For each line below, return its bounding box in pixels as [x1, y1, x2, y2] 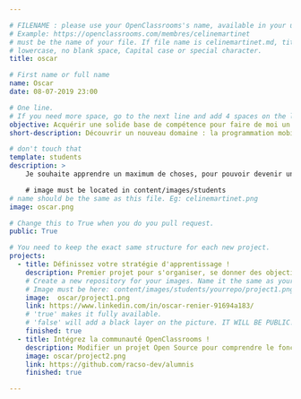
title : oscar [9, 55, 58, 64]
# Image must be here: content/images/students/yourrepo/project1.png [25, 284, 295, 294]
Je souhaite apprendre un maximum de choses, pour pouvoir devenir [25, 169, 282, 178]
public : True [9, 227, 58, 236]
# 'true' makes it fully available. [25, 310, 163, 319]
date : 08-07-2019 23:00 [9, 87, 99, 96]
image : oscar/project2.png [25, 351, 126, 360]
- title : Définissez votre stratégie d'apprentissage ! [17, 260, 230, 269]
